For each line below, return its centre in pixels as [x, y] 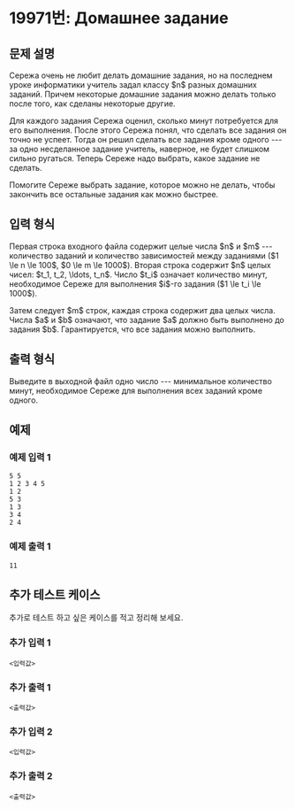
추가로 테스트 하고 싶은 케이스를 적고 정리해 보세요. [96, 618]
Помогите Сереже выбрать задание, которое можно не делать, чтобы [142, 185]
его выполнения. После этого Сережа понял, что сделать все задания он [148, 130]
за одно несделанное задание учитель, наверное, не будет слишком [140, 149]
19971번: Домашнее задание [119, 18]
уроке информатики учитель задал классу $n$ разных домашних [133, 85]
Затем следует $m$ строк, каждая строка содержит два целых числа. [143, 310]
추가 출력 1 [30, 687]
